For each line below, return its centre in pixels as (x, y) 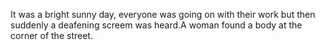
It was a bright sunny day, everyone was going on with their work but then (163, 14)
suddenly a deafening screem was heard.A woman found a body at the (156, 25)
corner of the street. (51, 35)
